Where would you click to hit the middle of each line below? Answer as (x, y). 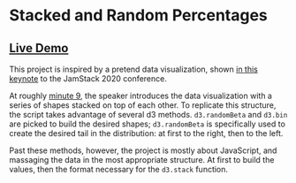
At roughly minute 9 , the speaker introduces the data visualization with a (140, 95)
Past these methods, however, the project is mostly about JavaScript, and (143, 150)
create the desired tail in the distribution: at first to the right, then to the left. (146, 133)
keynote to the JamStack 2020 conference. (88, 79)
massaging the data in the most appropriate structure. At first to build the (142, 160)
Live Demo (39, 48)
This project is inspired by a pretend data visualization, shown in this (133, 69)
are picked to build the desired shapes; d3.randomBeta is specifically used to (147, 124)
